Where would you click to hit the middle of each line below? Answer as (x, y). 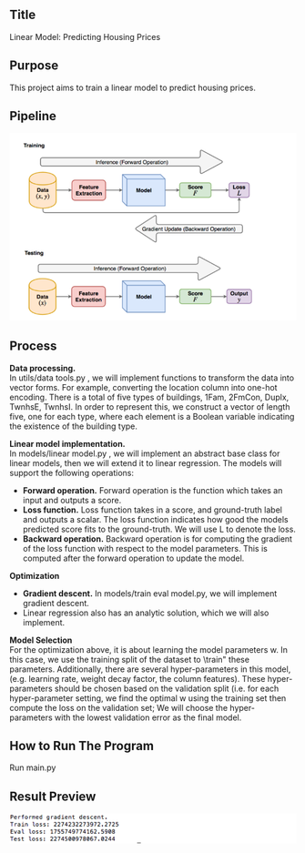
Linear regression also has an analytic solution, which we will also (146, 613)
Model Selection (41, 640)
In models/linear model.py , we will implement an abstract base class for (145, 453)
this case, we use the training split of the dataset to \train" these (130, 659)
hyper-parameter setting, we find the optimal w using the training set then (148, 698)
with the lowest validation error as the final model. (148, 717)
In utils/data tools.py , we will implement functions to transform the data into (152, 378)
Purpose (34, 66)
